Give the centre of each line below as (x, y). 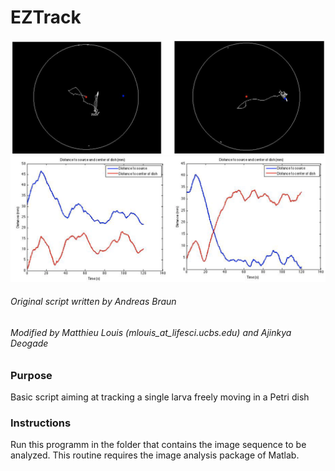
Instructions (41, 423)
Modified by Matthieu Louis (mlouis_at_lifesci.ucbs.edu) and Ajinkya (151, 333)
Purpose (31, 375)
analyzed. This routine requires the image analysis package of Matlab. (155, 455)
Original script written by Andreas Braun (93, 302)
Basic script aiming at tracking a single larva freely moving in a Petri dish (160, 397)
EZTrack (46, 17)
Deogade (29, 343)
